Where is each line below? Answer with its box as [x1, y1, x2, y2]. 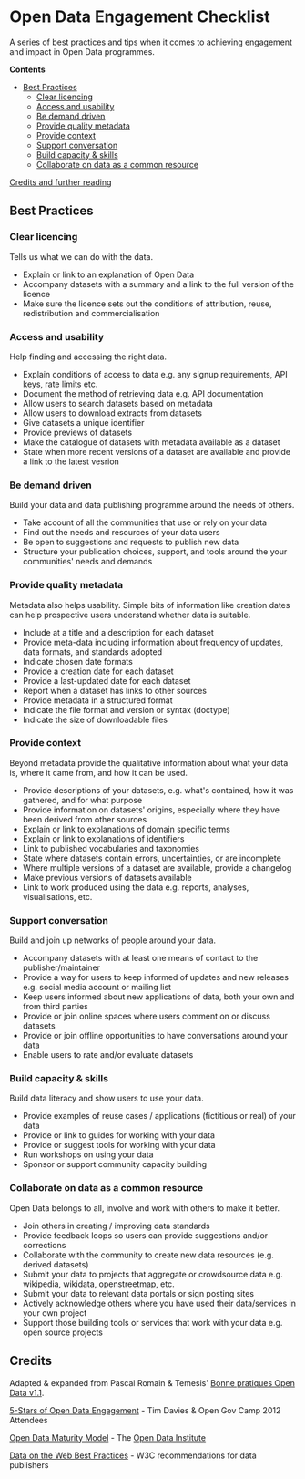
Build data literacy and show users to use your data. [9, 1092, 204, 1104]
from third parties [22, 1001, 88, 1012]
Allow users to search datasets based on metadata [22, 398, 214, 409]
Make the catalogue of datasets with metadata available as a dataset [22, 436, 280, 448]
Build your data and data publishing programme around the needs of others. [9, 500, 295, 511]
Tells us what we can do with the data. [9, 251, 153, 262]
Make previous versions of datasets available [22, 872, 193, 883]
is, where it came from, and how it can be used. [9, 767, 188, 778]
